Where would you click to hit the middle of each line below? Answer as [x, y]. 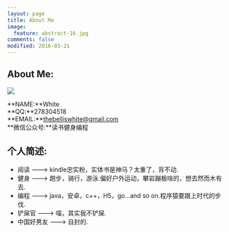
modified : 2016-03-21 [39, 46]
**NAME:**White [33, 104]
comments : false [31, 40]
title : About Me [31, 20]
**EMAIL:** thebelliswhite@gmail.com [63, 118]
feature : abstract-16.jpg [51, 33]
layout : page [26, 14]
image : [17, 26]
